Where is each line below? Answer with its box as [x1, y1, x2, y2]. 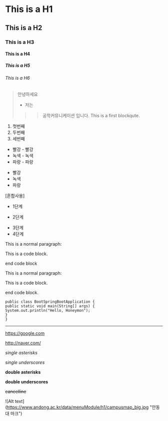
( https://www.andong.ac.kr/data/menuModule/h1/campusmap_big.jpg [5, 404, 149, 410]
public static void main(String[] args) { [5, 303, 95, 309]
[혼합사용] [5, 192, 25, 198]
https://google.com [5, 330, 45, 336]
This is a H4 [5, 51, 30, 57]
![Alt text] [5, 398, 24, 404]
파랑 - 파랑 [12, 159, 33, 165]
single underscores [5, 359, 45, 365]
